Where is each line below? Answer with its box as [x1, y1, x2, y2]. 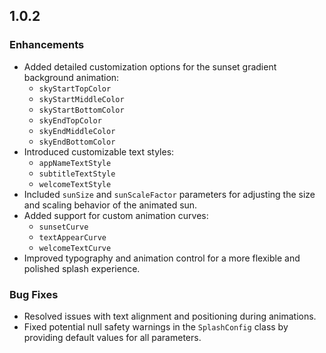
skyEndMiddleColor [38, 126, 116, 136]
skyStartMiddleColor [38, 94, 125, 104]
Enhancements [9, 38, 85, 52]
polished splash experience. [23, 262, 141, 274]
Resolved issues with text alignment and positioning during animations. [23, 310, 317, 322]
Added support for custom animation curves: [23, 209, 209, 221]
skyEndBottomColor [38, 137, 116, 147]
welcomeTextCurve [38, 243, 112, 253]
